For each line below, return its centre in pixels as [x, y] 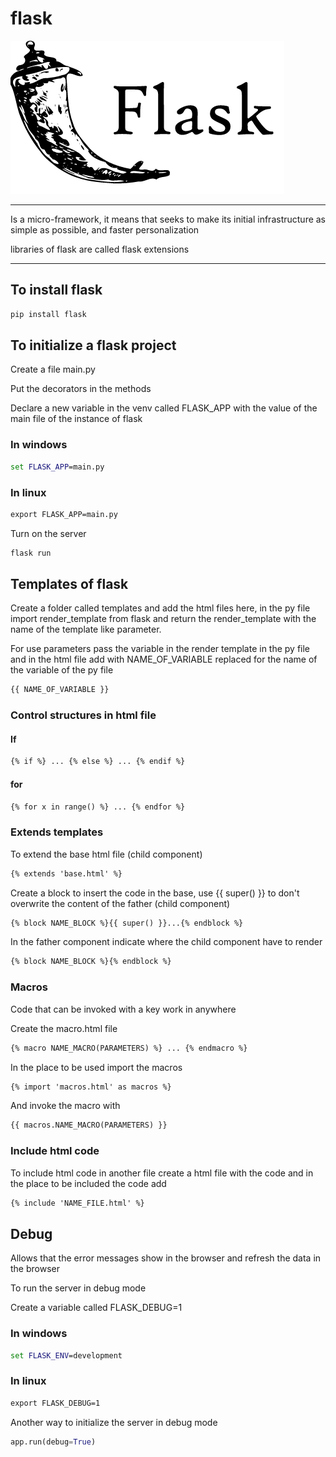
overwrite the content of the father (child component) [120, 903]
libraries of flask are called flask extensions [100, 249]
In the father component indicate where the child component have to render [166, 942]
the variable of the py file [62, 670]
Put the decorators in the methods [81, 389]
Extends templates [57, 832]
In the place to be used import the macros [96, 1067]
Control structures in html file [83, 715]
